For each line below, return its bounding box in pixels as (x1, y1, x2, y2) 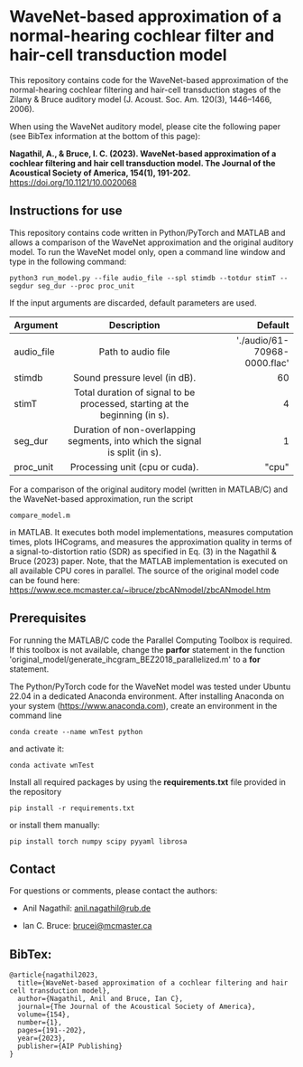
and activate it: (9, 743, 65, 754)
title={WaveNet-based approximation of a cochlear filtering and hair (17, 978, 289, 987)
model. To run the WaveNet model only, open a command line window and (9, 246, 286, 257)
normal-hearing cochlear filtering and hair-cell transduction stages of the (9, 84, 281, 95)
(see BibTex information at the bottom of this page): (9, 130, 201, 141)
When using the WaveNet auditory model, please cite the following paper (9, 120, 281, 132)
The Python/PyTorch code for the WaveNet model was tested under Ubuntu (9, 681, 291, 692)
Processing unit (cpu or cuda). (70, 460, 199, 473)
